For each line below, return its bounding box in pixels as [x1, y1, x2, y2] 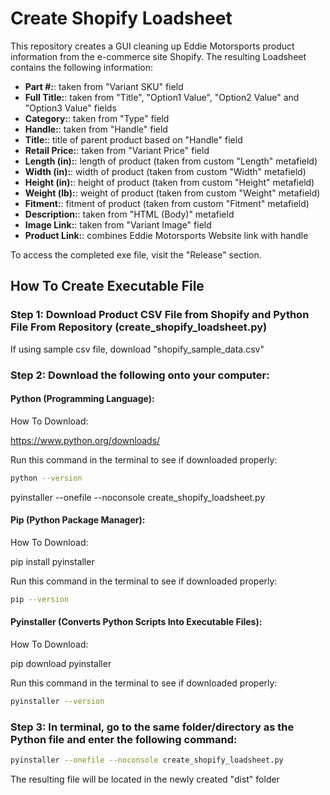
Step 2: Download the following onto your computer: [10, 368, 270, 382]
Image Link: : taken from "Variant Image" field [24, 218, 212, 231]
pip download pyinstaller [10, 657, 112, 669]
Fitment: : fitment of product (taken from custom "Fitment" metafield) [24, 197, 310, 209]
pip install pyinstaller [10, 555, 95, 567]
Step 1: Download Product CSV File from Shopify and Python [10, 308, 310, 322]
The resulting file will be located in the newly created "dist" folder [10, 773, 280, 785]
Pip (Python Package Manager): [10, 514, 146, 526]
